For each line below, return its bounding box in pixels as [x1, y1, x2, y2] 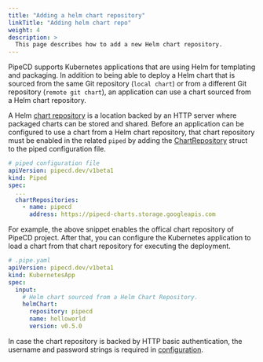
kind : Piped [8, 174, 47, 181]
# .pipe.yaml [8, 257, 51, 265]
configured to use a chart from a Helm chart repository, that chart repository [8, 127, 255, 137]
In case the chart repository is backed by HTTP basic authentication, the [8, 336, 243, 346]
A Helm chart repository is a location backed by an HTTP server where [8, 111, 237, 120]
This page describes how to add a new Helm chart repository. [15, 41, 223, 49]
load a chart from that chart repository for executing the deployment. [8, 241, 232, 251]
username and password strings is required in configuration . [8, 345, 204, 354]
